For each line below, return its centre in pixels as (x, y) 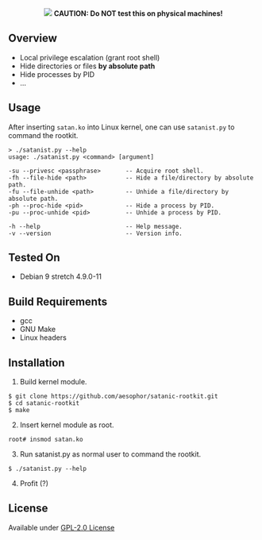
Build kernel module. (53, 382)
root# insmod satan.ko (46, 440)
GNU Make (38, 330)
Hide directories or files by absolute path (87, 66)
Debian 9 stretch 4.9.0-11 (60, 276)
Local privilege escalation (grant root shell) (90, 57)
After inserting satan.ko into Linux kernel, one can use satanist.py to (121, 127)
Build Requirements (58, 301)
